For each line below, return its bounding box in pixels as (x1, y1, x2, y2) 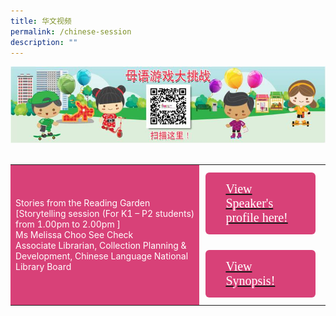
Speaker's (225, 195, 274, 210)
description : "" (10, 37, 78, 47)
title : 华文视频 (10, 16, 72, 26)
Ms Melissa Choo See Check (15, 229, 134, 241)
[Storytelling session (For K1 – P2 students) (15, 208, 195, 220)
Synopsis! (225, 273, 276, 288)
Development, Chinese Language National (15, 250, 189, 262)
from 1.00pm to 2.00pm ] (15, 218, 121, 230)
